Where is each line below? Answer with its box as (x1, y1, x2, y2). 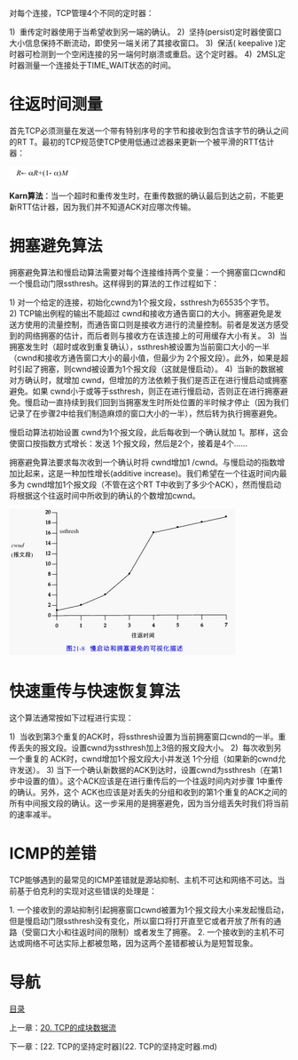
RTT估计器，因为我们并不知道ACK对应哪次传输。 (16, 201, 196, 211)
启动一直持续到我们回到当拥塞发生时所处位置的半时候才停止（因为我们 (32, 396, 289, 407)
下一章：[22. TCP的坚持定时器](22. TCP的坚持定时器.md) (9, 1040, 217, 1051)
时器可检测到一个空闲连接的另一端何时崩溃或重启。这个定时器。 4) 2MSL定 (9, 49, 286, 60)
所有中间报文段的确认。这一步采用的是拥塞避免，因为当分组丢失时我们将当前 (9, 798, 289, 809)
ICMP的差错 (9, 843, 97, 864)
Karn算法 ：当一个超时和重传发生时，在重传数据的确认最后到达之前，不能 (9, 190, 277, 201)
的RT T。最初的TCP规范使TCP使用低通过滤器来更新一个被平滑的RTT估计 (9, 136, 275, 147)
